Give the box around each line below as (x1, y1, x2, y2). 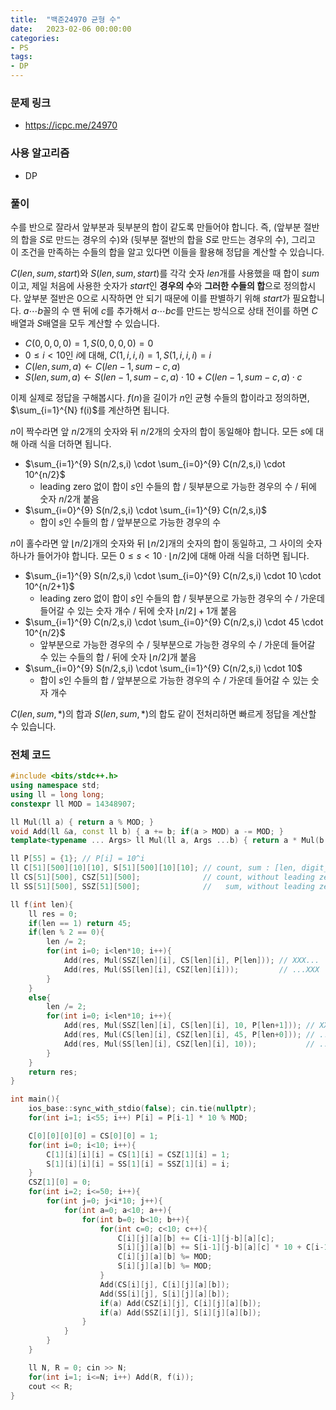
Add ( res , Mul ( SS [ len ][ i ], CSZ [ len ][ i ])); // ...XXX (63, 964, 320, 975)
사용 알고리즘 (10, 146, 70, 160)
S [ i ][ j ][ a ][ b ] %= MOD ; (117, 1261, 213, 1271)
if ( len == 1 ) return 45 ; (28, 918, 132, 928)
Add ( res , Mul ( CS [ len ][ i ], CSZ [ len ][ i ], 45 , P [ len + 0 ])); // (63, 1030, 316, 1040)
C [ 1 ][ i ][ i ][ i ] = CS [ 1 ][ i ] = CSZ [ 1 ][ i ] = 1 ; (46, 1149, 231, 1160)
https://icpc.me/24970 (24, 119, 118, 131)
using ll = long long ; (10, 789, 105, 800)
